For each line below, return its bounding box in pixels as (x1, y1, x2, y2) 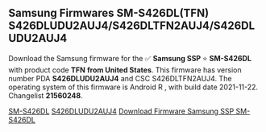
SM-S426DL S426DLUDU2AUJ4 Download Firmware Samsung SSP (8, 106, 235, 116)
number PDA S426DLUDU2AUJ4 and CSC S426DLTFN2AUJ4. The (8, 73, 232, 83)
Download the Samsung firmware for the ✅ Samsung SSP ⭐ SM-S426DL (8, 53, 252, 63)
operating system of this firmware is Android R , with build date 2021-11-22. (8, 82, 259, 92)
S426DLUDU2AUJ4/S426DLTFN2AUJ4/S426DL (8, 19, 256, 33)
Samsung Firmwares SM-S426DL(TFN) (8, 6, 210, 20)
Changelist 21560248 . (8, 90, 83, 100)
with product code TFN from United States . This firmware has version (8, 64, 242, 75)
